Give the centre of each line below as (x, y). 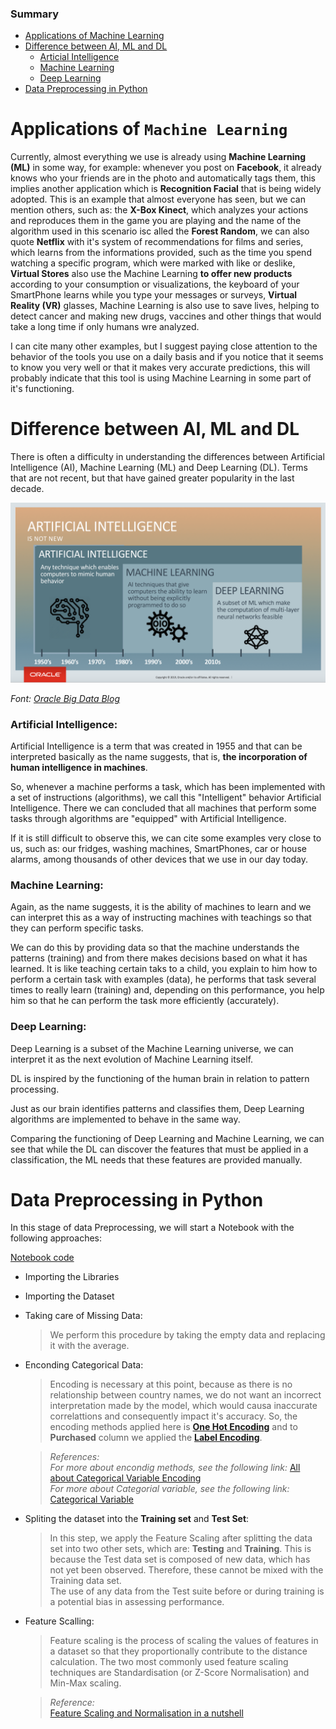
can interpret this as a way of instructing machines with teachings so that (161, 918)
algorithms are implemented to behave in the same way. (125, 1119)
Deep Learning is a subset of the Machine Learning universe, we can (152, 1048)
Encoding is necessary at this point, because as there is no (171, 1384)
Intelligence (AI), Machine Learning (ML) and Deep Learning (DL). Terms (159, 468)
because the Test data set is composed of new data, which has (180, 1559)
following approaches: (56, 1238)
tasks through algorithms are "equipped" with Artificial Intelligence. (148, 818)
